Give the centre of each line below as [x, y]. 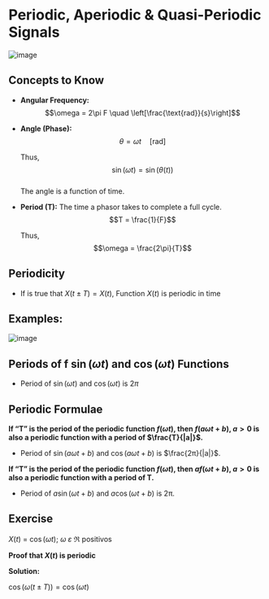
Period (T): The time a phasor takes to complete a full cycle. [121, 207]
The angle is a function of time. [72, 191]
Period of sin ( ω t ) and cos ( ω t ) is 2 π [79, 383]
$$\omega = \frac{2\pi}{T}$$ [143, 248]
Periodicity [37, 274]
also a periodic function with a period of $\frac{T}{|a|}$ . [106, 437]
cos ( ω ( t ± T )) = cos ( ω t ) [49, 587]
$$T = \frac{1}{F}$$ [143, 219]
